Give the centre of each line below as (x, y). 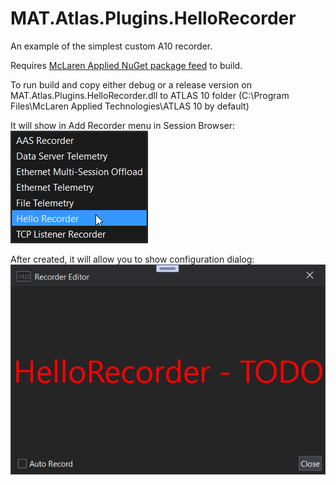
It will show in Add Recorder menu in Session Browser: (123, 125)
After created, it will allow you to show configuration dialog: (132, 259)
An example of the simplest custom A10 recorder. (111, 46)
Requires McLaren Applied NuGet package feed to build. (126, 65)
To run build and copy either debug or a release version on (131, 84)
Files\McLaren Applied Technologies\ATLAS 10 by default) (130, 106)
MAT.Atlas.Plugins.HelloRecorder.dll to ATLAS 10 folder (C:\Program (150, 95)
